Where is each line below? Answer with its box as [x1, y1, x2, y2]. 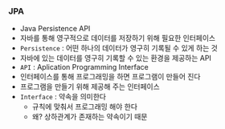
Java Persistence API [19, 24, 91, 34]
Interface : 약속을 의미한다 [19, 92, 107, 102]
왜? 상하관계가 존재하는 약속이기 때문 [31, 112, 148, 122]
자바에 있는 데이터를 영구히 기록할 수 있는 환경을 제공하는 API [19, 54, 211, 63]
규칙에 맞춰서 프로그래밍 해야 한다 [31, 102, 138, 111]
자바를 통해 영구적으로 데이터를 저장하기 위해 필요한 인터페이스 [19, 34, 215, 43]
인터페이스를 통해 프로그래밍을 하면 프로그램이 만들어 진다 [19, 72, 201, 82]
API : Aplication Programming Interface [19, 62, 149, 72]
